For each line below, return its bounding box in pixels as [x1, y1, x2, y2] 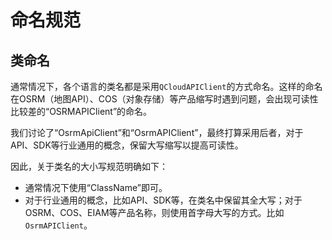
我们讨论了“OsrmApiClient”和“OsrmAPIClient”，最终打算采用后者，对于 [10, 127, 304, 138]
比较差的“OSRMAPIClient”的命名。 [10, 106, 153, 117]
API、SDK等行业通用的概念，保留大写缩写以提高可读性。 [10, 139, 244, 151]
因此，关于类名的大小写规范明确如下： [10, 161, 168, 172]
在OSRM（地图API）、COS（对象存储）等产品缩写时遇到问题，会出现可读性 [10, 93, 319, 105]
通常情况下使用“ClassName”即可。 [24, 182, 168, 193]
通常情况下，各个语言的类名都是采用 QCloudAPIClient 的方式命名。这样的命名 [10, 81, 323, 92]
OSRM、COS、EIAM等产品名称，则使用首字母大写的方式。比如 [24, 207, 285, 218]
